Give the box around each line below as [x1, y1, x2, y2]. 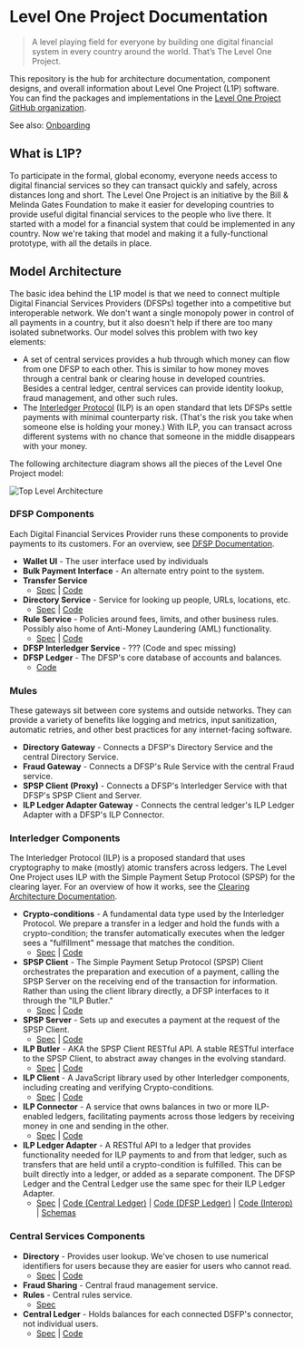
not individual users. [22, 1318, 99, 1329]
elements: [9, 336, 47, 347]
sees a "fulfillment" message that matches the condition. [22, 937, 235, 949]
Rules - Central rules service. [22, 1289, 133, 1300]
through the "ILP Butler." [22, 995, 113, 1006]
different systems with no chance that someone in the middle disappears [22, 431, 296, 442]
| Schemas [35, 1207, 77, 1218]
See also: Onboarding [9, 120, 91, 131]
